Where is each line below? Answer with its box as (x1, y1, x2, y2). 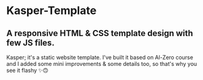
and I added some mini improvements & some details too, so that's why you (6, 60, 197, 67)
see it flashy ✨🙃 (6, 67, 49, 74)
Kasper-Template (6, 4, 97, 18)
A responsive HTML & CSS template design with (6, 28, 193, 38)
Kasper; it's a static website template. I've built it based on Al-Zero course (6, 54, 193, 61)
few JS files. (6, 37, 55, 48)
